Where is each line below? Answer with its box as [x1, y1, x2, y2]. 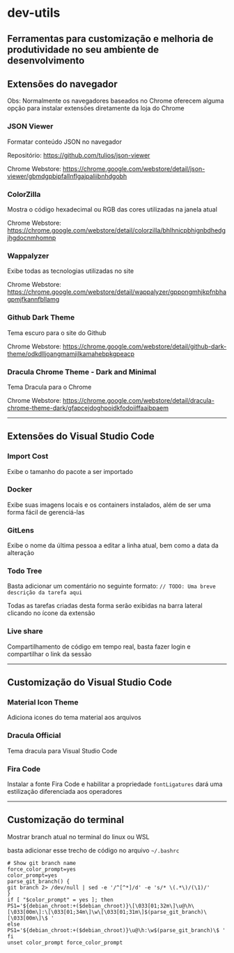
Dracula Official [7, 731, 61, 741]
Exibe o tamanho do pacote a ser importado [7, 467, 134, 475]
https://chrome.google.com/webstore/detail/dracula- [62, 396, 214, 404]
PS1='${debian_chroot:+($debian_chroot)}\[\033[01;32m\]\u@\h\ [7, 902, 195, 909]
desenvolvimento [7, 54, 85, 66]
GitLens [7, 525, 35, 535]
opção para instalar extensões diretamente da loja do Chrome [7, 104, 185, 112]
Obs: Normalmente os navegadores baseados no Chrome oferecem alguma [7, 96, 224, 105]
